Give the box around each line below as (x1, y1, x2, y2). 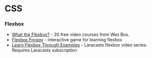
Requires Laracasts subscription (11, 47, 77, 53)
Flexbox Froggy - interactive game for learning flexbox (11, 37, 122, 43)
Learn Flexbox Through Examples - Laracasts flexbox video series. (11, 42, 148, 48)
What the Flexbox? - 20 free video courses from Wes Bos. (11, 31, 130, 37)
